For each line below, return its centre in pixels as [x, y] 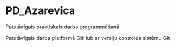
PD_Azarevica [40, 11]
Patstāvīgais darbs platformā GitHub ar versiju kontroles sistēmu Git [88, 38]
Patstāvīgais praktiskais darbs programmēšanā [62, 27]
